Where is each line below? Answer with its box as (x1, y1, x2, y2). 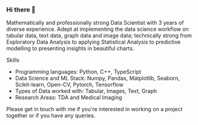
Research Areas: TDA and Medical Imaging (15, 94, 122, 101)
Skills (6, 57, 20, 64)
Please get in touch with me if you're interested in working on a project (6, 106, 183, 113)
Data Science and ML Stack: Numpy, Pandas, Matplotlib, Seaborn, (15, 75, 180, 82)
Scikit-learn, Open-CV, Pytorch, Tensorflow (15, 81, 124, 88)
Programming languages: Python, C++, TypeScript (15, 68, 141, 75)
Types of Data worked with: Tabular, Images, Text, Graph (15, 88, 157, 95)
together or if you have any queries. (6, 112, 96, 120)
